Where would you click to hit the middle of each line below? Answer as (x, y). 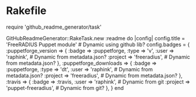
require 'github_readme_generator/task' (54, 27)
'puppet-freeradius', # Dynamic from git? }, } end (65, 88)
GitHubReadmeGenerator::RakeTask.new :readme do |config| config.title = (96, 38)
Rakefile (26, 11)
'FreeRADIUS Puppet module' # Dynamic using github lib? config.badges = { (98, 44)
